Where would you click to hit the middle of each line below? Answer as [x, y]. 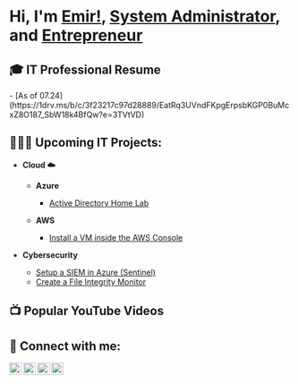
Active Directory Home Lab [99, 202]
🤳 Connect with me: [65, 346]
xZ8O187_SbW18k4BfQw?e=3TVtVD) [77, 115]
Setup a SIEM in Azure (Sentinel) [96, 272]
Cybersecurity [50, 255]
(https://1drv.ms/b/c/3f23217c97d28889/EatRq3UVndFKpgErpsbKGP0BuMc [149, 105]
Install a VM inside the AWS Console [116, 237]
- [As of [24, 95]
